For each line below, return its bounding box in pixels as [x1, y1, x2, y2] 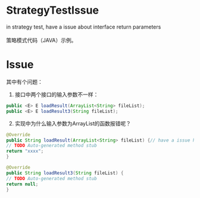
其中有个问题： [6, 78, 43, 85]
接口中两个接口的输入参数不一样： [14, 90, 99, 98]
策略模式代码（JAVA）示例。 [6, 36, 77, 43]
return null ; [6, 181, 39, 187]
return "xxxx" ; [6, 148, 44, 155]
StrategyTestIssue [6, 4, 99, 17]
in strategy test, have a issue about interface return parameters [6, 23, 161, 30]
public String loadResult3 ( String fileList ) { [6, 170, 124, 176]
